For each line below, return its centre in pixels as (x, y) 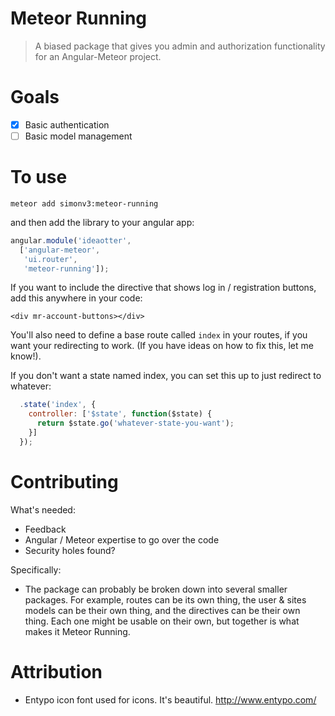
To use (39, 177)
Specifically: (36, 569)
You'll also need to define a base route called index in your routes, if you (159, 335)
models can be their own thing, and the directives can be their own (162, 610)
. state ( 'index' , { (58, 405)
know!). (26, 356)
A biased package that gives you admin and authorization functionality (180, 46)
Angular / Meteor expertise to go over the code (122, 539)
